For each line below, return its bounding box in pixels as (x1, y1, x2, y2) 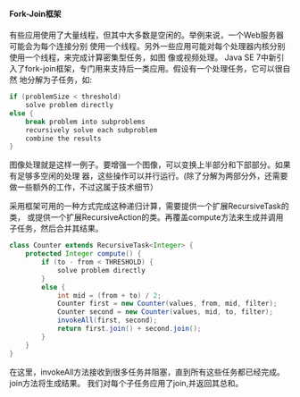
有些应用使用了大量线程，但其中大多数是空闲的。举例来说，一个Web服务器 (9, 30, 284, 40)
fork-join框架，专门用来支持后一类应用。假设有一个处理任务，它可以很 (24, 63, 283, 74)
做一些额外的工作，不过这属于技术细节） (9, 182, 158, 192)
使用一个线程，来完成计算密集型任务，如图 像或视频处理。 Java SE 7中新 (9, 52, 277, 63)
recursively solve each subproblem (25, 125, 158, 134)
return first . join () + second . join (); (56, 325, 202, 334)
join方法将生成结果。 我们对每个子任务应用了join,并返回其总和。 (9, 377, 244, 388)
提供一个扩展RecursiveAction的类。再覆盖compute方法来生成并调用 (34, 212, 284, 223)
